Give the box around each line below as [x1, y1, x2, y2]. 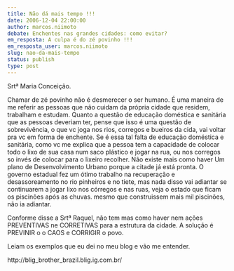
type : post [7, 62, 39, 70]
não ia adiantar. [7, 199, 52, 208]
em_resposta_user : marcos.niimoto [7, 43, 109, 50]
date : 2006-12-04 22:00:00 [7, 17, 86, 24]
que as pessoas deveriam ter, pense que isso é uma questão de [7, 117, 191, 126]
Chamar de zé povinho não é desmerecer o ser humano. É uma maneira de [7, 95, 224, 104]
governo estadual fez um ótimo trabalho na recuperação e [7, 170, 175, 178]
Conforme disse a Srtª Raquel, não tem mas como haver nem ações [7, 213, 203, 222]
